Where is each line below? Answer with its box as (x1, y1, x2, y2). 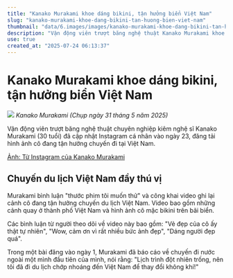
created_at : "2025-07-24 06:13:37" (7, 42, 110, 49)
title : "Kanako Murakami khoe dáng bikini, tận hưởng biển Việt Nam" (7, 10, 213, 17)
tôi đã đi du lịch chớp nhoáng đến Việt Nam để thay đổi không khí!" (7, 262, 199, 271)
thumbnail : (7, 23, 39, 30)
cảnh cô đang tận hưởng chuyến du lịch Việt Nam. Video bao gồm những (7, 199, 216, 207)
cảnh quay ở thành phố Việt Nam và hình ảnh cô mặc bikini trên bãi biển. (7, 206, 215, 214)
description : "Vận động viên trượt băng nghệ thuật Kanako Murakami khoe (7, 29, 225, 37)
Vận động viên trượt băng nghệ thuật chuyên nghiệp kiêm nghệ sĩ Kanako (7, 124, 217, 133)
